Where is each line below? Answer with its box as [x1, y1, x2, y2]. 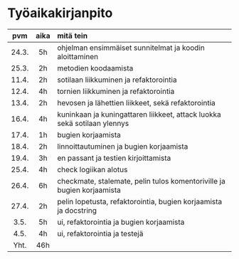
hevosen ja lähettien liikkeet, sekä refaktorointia [56, 97, 216, 107]
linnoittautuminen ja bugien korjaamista [56, 141, 188, 151]
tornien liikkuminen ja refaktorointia [56, 86, 175, 96]
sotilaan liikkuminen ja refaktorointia [56, 75, 177, 85]
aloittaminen [56, 51, 98, 61]
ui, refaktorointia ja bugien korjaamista [56, 217, 185, 227]
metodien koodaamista [56, 63, 134, 73]
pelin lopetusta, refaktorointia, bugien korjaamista [56, 196, 223, 206]
